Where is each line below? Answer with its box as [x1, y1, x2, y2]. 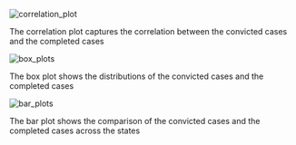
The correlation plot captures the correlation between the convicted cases [9, 26, 288, 36]
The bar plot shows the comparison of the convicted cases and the [9, 116, 261, 126]
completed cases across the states [9, 125, 141, 136]
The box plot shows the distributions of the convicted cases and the [9, 71, 264, 82]
